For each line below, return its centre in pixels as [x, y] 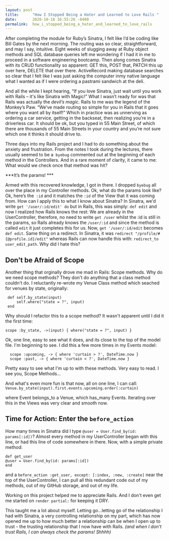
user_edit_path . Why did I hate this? [43, 244]
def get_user [19, 456]
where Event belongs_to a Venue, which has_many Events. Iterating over [81, 398]
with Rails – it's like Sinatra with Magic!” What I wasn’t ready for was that [80, 97]
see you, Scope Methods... [33, 374]
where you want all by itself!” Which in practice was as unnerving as [76, 113]
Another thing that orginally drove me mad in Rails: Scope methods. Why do [84, 272]
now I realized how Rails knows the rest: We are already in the [70, 212]
